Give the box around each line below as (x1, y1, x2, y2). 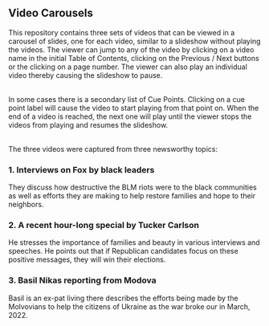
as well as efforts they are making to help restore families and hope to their (8, 191, 256, 201)
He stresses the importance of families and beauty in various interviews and (8, 238, 260, 247)
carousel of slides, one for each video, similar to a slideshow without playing (8, 36, 261, 46)
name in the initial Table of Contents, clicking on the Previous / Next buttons (8, 53, 259, 63)
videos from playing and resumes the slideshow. (8, 120, 169, 129)
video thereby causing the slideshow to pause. (8, 70, 163, 79)
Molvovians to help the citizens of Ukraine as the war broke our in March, (8, 301, 251, 312)
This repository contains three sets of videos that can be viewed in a (8, 27, 235, 37)
